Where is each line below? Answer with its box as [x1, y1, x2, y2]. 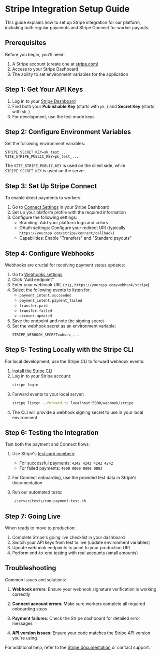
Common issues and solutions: [5, 576, 66, 583]
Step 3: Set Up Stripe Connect [5, 182, 97, 190]
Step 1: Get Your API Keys [5, 85, 83, 94]
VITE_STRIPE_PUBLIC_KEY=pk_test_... [5, 154, 79, 159]
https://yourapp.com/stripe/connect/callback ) [19, 230, 115, 236]
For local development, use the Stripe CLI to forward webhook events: [5, 358, 145, 364]
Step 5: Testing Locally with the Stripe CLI [5, 345, 134, 354]
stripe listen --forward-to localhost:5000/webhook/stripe [12, 400, 134, 406]
